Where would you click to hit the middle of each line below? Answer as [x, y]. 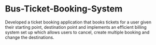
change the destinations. [30, 37]
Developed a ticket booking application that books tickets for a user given [78, 22]
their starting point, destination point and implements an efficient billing [76, 27]
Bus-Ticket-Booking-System [64, 9]
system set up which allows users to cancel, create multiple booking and [77, 32]
